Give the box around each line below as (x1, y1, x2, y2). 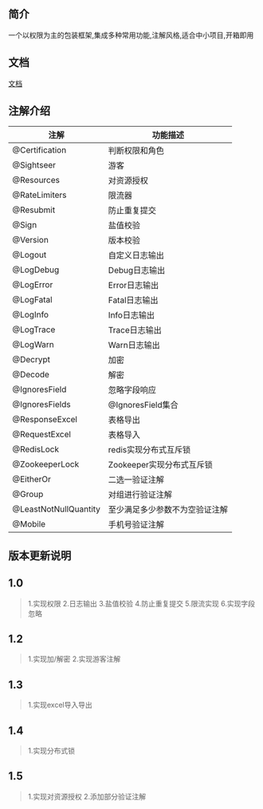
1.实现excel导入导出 (27, 700, 93, 710)
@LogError (12, 279, 53, 290)
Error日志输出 (108, 280, 159, 291)
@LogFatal (12, 294, 53, 306)
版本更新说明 (8, 549, 72, 562)
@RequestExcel (12, 429, 72, 440)
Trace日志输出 (108, 325, 162, 336)
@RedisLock (12, 444, 60, 455)
